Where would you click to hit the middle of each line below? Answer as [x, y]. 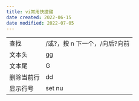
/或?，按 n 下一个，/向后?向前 [88, 44]
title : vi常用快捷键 [30, 12]
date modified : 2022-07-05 [40, 23]
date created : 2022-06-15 [39, 17]
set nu [54, 88]
